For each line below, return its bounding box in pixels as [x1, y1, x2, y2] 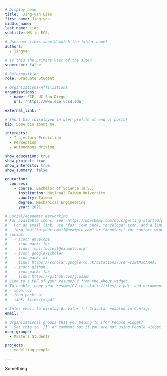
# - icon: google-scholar [5, 251, 64, 256]
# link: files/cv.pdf [5, 297, 55, 302]
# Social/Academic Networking [5, 213, 68, 219]
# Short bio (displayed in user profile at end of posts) [5, 117, 128, 122]
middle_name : [5, 21, 32, 26]
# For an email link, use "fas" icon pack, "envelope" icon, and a [5, 223, 153, 228]
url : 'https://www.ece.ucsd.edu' [14, 99, 83, 104]
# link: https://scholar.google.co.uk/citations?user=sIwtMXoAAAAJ [5, 260, 157, 265]
